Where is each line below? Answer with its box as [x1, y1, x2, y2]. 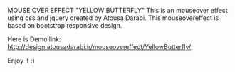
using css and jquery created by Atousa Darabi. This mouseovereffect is [7, 14, 219, 22]
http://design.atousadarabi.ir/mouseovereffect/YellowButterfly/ [7, 43, 192, 51]
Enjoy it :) [7, 56, 36, 65]
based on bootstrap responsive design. [7, 21, 122, 29]
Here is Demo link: [7, 35, 62, 43]
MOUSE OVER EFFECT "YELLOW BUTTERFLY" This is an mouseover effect [7, 6, 228, 14]
